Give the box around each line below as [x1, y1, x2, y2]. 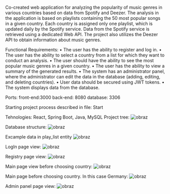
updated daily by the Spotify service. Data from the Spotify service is [5, 26, 150, 32]
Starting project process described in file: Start [5, 104, 104, 110]
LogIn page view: [5, 144, 42, 150]
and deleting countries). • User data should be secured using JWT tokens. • [5, 79, 165, 85]
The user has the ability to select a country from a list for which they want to [5, 52, 165, 58]
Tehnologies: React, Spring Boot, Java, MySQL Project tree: [5, 114, 130, 120]
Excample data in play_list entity [5, 134, 72, 140]
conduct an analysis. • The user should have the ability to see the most [5, 58, 154, 63]
